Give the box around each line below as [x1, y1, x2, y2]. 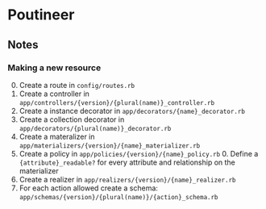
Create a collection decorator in [19, 115, 125, 124]
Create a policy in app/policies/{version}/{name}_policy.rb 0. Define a [19, 148, 259, 158]
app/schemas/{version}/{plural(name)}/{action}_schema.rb [19, 193, 218, 201]
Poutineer [7, 6, 75, 24]
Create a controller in [19, 89, 90, 98]
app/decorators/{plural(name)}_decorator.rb [19, 124, 172, 132]
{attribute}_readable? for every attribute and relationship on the [19, 157, 235, 167]
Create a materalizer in [19, 132, 95, 141]
